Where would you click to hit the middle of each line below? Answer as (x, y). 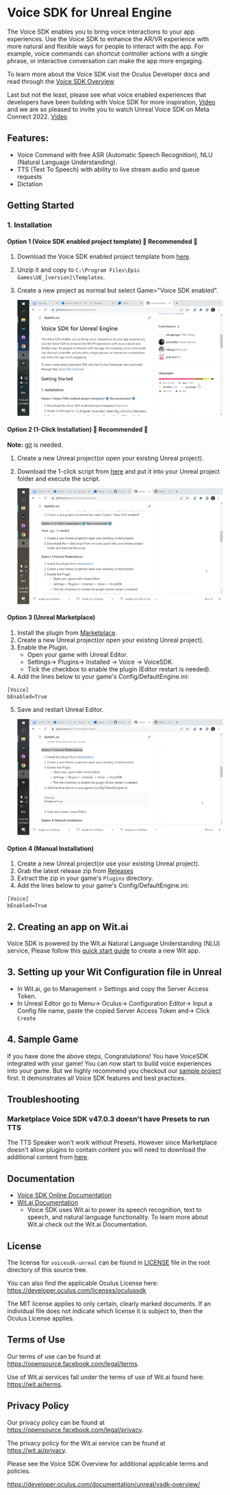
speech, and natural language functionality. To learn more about (118, 1217)
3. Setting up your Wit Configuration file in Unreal (115, 972)
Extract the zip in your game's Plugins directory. (85, 878)
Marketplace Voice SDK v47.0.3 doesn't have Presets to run (108, 1119)
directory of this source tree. (47, 1270)
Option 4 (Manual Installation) (51, 848)
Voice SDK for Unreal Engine (90, 13)
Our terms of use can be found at (54, 1356)
